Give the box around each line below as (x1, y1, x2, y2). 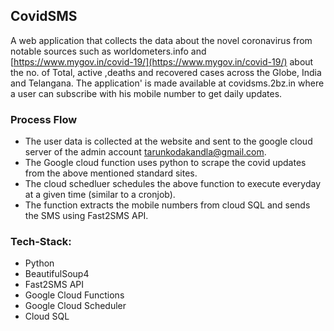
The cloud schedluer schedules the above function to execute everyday (24, 178, 322, 190)
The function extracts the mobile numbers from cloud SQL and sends (24, 199, 311, 211)
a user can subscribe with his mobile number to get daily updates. (10, 87, 283, 99)
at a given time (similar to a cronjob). (24, 189, 176, 201)
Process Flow (10, 112, 78, 126)
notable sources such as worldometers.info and (10, 45, 207, 57)
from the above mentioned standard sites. (24, 167, 198, 179)
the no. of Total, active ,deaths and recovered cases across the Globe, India (10, 66, 322, 78)
